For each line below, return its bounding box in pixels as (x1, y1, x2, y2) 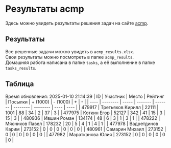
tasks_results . (5, 65, 37, 71)
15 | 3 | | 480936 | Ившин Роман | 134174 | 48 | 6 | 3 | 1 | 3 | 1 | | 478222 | (5, 115, 160, 121)
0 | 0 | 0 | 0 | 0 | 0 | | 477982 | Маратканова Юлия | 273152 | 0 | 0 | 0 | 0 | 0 (5, 131, 165, 137)
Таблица (5, 80, 34, 89)
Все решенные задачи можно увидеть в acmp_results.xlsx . (5, 48, 134, 54)
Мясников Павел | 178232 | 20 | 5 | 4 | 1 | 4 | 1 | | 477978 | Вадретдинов (5, 120, 159, 126)
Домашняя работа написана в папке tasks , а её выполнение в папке (5, 59, 155, 66)
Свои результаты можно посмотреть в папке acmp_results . (5, 54, 134, 60)
